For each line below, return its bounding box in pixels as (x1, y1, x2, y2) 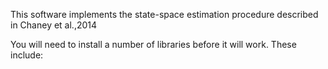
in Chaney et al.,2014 (10, 19, 98, 31)
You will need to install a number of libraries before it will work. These (10, 39, 297, 50)
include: (10, 49, 44, 61)
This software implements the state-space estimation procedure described (10, 9, 319, 20)
